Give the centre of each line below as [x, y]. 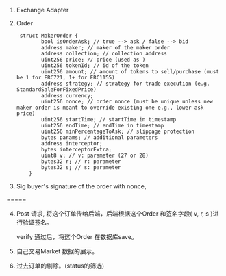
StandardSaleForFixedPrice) [56, 90]
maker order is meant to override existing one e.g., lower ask [110, 108]
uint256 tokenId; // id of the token [95, 66]
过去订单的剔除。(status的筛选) [60, 266]
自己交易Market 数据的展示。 [57, 251]
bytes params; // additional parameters [100, 138]
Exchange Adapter [42, 10]
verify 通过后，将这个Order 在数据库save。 [77, 237]
